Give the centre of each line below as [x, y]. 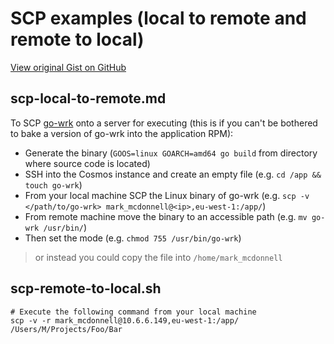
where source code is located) [87, 163]
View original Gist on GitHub [68, 67]
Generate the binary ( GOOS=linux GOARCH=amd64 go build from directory [171, 153]
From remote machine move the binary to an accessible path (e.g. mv [166, 216]
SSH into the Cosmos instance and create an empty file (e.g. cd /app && [173, 174]
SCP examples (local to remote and [158, 18]
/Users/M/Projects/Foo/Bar [66, 329]
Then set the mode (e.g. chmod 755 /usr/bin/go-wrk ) [133, 238]
